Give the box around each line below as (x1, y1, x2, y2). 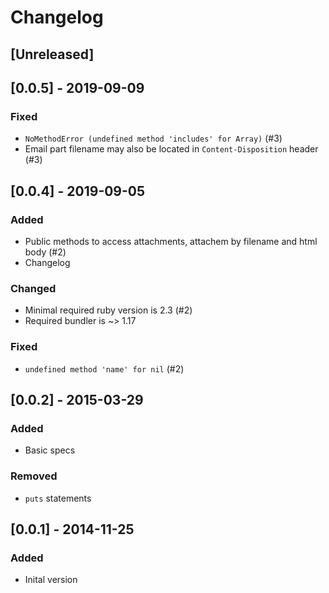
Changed (10, 281, 57, 295)
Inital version (24, 574, 78, 586)
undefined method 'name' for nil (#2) (24, 362, 185, 375)
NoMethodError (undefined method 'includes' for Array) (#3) (24, 132, 283, 145)
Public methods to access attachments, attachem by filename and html (24, 235, 318, 247)
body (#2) (24, 246, 67, 258)
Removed (10, 469, 58, 483)
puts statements (24, 492, 92, 504)
